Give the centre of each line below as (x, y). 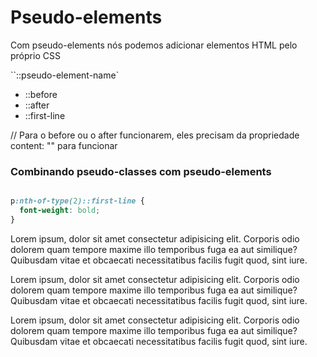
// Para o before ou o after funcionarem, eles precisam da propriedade (155, 135)
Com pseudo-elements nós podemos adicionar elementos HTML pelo (154, 45)
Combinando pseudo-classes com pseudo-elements (141, 171)
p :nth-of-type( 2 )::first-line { (77, 201)
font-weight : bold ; (60, 211)
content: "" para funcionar (64, 145)
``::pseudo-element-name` (65, 75)
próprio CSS (35, 55)
